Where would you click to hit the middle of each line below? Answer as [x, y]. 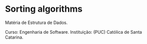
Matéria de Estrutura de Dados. [37, 22]
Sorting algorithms [44, 9]
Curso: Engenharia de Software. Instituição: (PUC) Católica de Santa [73, 32]
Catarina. [14, 37]
